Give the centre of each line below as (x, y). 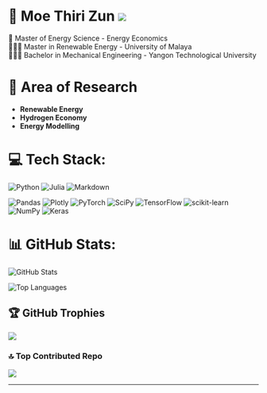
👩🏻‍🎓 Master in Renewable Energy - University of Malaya (100, 46)
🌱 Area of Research (73, 87)
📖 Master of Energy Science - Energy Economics (88, 38)
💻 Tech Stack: (57, 160)
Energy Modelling (50, 125)
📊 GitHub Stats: (62, 245)
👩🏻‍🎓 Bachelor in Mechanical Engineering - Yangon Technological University (132, 55)
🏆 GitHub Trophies (57, 313)
